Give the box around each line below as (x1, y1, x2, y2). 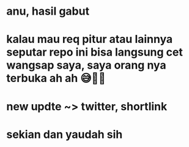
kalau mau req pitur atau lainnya (6, 32, 173, 47)
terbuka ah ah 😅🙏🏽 (6, 72, 106, 85)
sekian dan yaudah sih (6, 127, 123, 141)
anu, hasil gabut (6, 4, 90, 18)
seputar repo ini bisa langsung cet (6, 45, 183, 59)
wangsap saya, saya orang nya (6, 58, 166, 72)
